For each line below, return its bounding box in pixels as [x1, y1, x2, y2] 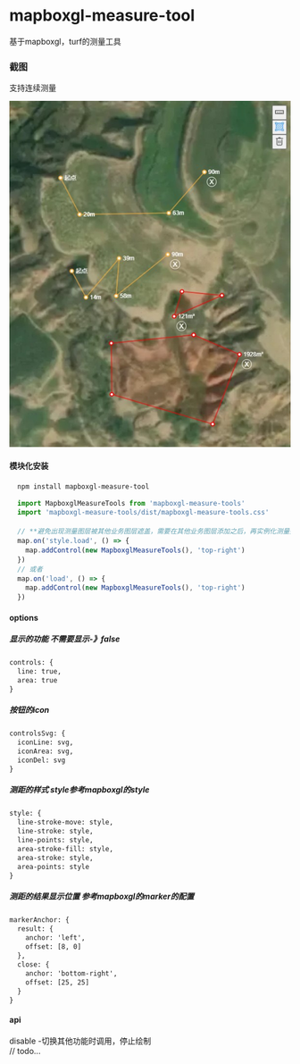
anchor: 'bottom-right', [25, 968, 118, 978]
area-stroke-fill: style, [17, 844, 114, 853]
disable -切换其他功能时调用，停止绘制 [9, 1035, 152, 1046]
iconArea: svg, [17, 747, 74, 756]
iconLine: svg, [17, 738, 74, 747]
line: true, [17, 666, 62, 675]
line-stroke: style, [17, 826, 94, 835]
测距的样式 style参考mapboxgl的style [9, 784, 150, 795]
